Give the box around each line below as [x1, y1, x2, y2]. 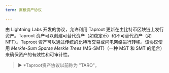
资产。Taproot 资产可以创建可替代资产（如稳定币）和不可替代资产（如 [5, 32, 152, 38]
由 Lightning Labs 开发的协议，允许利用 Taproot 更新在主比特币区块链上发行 [5, 26, 164, 32]
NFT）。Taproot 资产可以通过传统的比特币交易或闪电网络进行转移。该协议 [5, 39, 158, 45]
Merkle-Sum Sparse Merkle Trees [11, 45, 82, 51]
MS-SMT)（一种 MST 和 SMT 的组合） [84, 45, 165, 51]
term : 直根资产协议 [5, 7, 42, 13]
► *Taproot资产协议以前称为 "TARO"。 [17, 62, 100, 68]
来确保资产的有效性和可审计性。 [5, 51, 72, 57]
